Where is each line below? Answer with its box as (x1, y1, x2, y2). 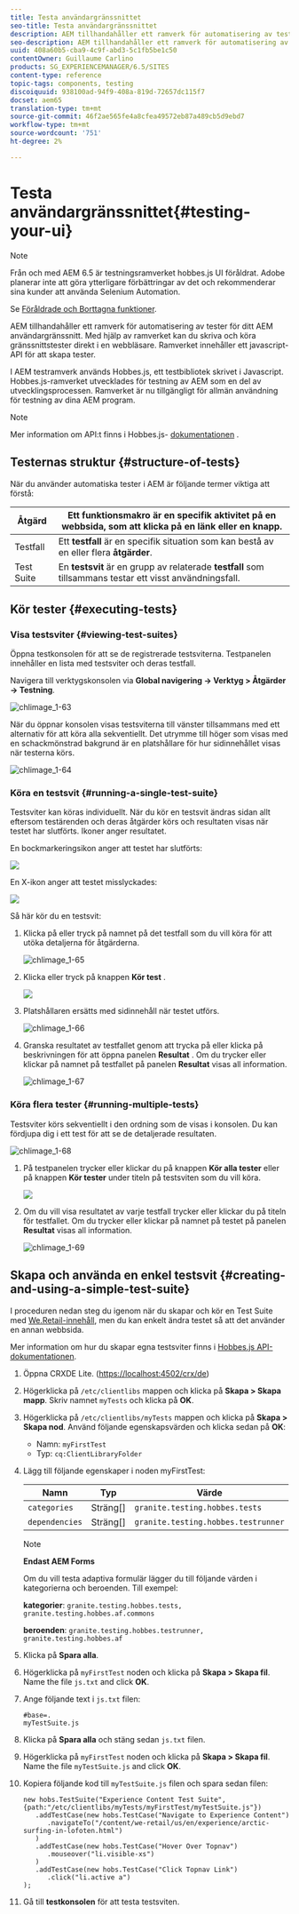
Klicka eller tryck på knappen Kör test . (22, 972, 167, 983)
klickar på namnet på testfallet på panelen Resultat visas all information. (22, 1059, 287, 1070)
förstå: (10, 488, 35, 498)
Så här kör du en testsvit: (10, 911, 101, 921)
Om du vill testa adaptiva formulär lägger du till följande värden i (22, 1573, 258, 1583)
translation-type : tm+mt (10, 104, 102, 113)
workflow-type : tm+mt (10, 121, 90, 130)
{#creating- (219, 1268, 287, 1283)
